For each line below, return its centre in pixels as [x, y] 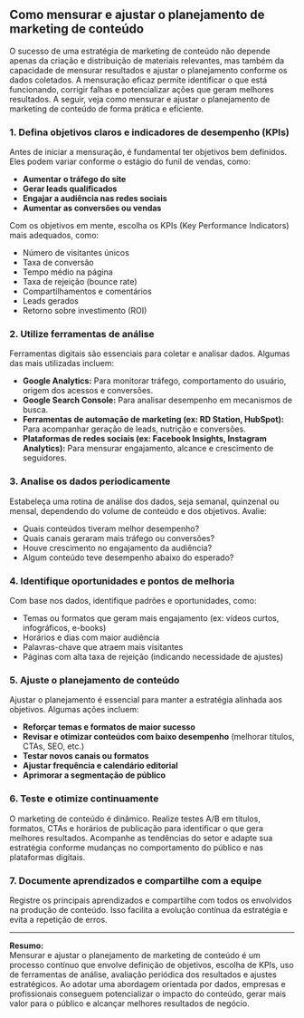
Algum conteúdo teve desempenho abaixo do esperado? [128, 557]
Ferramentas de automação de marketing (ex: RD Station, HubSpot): [153, 420]
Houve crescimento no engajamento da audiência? [117, 548]
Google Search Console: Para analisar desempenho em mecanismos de [157, 400]
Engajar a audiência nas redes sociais [95, 199]
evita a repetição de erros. [58, 919]
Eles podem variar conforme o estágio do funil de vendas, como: [130, 161]
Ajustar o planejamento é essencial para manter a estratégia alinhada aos [146, 700]
